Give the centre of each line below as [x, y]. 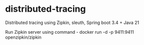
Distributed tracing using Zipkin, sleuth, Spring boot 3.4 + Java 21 [72, 22]
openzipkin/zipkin [23, 37]
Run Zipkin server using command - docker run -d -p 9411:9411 [70, 32]
